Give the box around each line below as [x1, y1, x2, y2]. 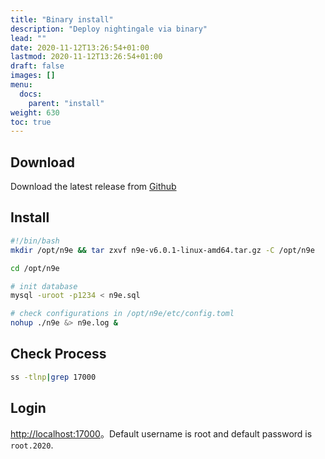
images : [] [10, 71, 56, 81]
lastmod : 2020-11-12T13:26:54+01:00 [10, 52, 163, 62]
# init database [10, 281, 78, 291]
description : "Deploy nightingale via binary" [10, 24, 208, 34]
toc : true [10, 117, 52, 127]
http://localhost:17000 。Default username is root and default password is [10, 427, 313, 440]
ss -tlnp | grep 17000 [10, 372, 97, 382]
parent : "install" [28, 98, 105, 108]
